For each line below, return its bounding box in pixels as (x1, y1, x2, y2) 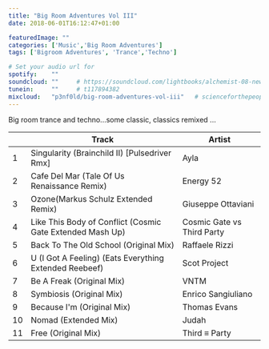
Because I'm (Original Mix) (30, 301, 130, 312)
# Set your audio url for (8, 63, 94, 71)
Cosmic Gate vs (182, 216, 242, 227)
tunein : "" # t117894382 (8, 85, 120, 93)
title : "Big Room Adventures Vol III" (8, 11, 138, 20)
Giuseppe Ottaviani (182, 198, 255, 209)
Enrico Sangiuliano (182, 288, 253, 299)
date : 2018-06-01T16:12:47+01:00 (8, 19, 120, 27)
